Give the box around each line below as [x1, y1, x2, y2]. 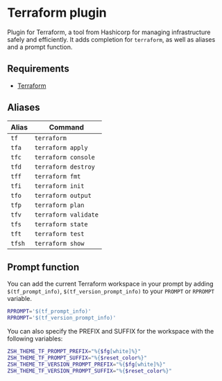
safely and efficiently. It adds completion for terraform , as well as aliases [7, 35, 216, 43]
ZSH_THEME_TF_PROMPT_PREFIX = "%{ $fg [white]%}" [7, 348, 141, 355]
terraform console [34, 153, 96, 161]
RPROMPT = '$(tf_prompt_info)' [7, 308, 92, 315]
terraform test [34, 230, 85, 238]
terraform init [34, 182, 85, 189]
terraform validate [34, 210, 99, 219]
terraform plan [34, 201, 85, 209]
